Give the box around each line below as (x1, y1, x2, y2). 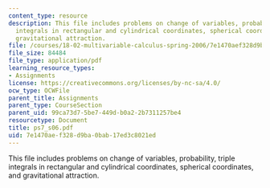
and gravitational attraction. (8, 170, 100, 180)
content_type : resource (8, 11, 88, 20)
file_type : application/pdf (8, 57, 103, 65)
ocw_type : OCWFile (8, 86, 70, 95)
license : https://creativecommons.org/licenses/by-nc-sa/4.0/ (8, 79, 221, 87)
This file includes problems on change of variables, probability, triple (8, 153, 235, 163)
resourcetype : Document (8, 116, 88, 125)
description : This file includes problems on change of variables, (8, 19, 239, 27)
